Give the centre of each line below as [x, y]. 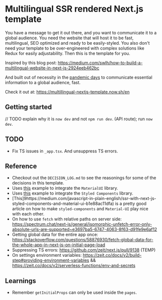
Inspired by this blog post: [31, 63]
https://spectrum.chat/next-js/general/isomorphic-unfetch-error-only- [82, 224]
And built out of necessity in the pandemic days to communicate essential [79, 77]
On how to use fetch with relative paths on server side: [67, 219]
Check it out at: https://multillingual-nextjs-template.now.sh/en [67, 92]
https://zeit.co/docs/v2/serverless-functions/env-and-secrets [74, 266]
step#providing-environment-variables [51, 260]
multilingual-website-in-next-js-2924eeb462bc [52, 68]
